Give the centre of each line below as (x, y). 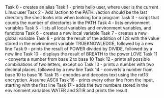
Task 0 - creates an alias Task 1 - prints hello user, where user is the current (82, 7)
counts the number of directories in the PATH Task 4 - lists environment (78, 23)
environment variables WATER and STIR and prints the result (66, 90)
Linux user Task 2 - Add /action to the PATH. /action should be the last (76, 12)
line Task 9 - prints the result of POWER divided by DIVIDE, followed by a (79, 49)
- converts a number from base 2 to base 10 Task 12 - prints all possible (78, 59)
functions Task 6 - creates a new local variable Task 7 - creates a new (76, 33)
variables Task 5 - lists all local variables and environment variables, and (78, 28)
